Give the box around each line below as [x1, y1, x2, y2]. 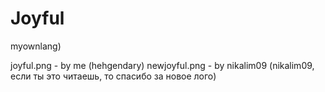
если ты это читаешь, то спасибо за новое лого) [10, 70, 217, 82]
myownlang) [10, 40, 62, 52]
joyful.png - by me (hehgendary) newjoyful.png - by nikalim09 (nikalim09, [10, 59, 315, 71]
